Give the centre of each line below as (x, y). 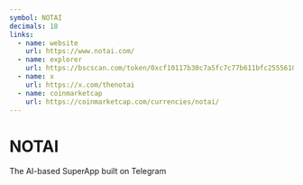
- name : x (36, 77)
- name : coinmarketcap (60, 93)
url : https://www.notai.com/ (80, 51)
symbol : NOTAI (36, 18)
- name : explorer (50, 60)
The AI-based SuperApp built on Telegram (88, 171)
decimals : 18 (34, 26)
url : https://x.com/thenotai (80, 85)
